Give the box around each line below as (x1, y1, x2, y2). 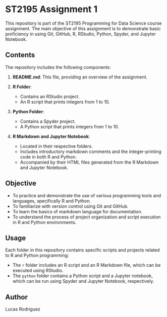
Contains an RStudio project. (20, 93, 80, 99)
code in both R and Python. (20, 153, 77, 160)
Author (5, 293, 28, 301)
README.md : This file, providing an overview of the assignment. (12, 74, 148, 80)
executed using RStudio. (12, 268, 64, 274)
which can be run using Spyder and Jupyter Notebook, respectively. (12, 278, 154, 284)
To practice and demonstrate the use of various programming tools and (12, 192, 161, 198)
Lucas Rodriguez (5, 306, 40, 312)
